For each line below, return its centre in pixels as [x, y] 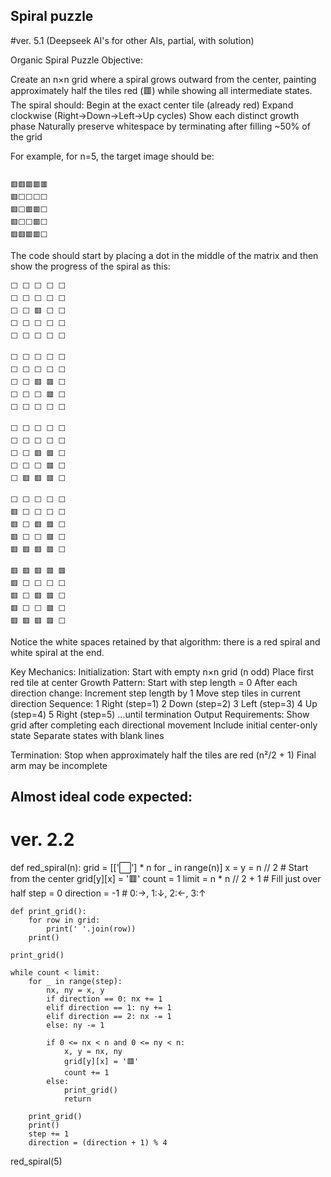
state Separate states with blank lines [87, 735]
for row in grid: [64, 920]
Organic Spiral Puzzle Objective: [76, 60]
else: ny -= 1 [75, 1025]
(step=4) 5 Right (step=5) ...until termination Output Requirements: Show [160, 714]
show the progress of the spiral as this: [90, 266]
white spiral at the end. [57, 652]
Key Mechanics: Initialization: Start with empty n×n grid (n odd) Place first [162, 671]
